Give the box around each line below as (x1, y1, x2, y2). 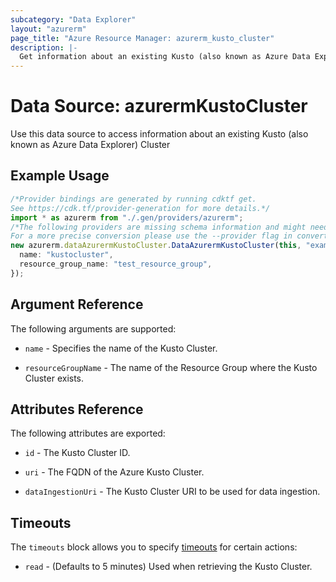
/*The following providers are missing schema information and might (10, 222, 307, 232)
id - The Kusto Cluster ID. (24, 447, 131, 459)
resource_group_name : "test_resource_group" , (19, 259, 213, 269)
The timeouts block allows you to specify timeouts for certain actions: (10, 541, 298, 553)
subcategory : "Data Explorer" (10, 14, 137, 25)
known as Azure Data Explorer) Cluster (10, 139, 171, 151)
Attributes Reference (10, 401, 144, 418)
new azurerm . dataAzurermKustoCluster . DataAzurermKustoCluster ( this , (10, 241, 302, 251)
